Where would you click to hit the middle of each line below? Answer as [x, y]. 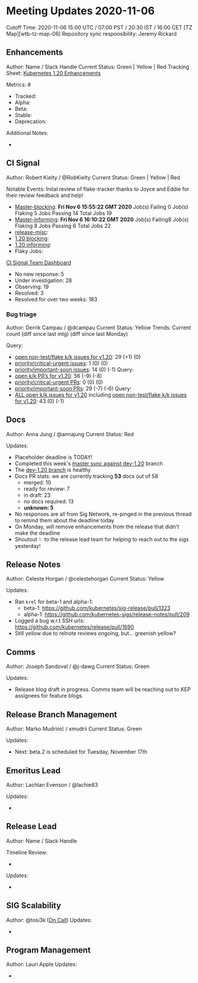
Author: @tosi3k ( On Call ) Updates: [49, 920]
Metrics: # [19, 84]
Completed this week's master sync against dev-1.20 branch [89, 463]
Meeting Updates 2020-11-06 [81, 11]
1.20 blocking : [32, 238]
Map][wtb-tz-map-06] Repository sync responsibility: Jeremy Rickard [91, 33]
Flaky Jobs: [29, 251]
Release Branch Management [62, 714]
